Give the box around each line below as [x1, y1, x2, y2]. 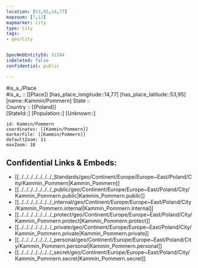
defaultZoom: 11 [6, 137, 46, 143]
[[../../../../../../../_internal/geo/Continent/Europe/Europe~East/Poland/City [14, 199, 192, 206]
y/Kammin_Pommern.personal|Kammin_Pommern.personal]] [14, 243, 163, 250]
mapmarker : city [6, 20, 46, 25]
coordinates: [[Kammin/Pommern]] [6, 126, 89, 132]
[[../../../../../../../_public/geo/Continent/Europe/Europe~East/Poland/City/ [14, 186, 190, 193]
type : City [6, 25, 33, 31]
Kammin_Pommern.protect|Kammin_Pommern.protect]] [14, 217, 151, 225]
